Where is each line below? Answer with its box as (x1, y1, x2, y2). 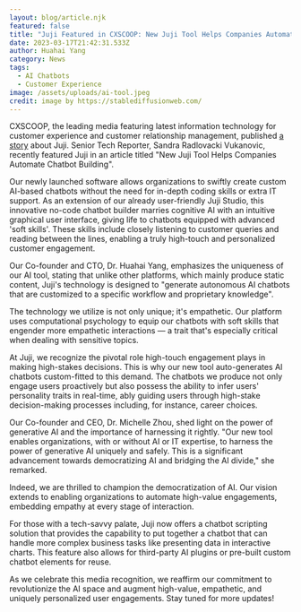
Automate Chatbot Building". (9, 159, 115, 170)
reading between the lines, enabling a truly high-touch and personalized (9, 234, 276, 245)
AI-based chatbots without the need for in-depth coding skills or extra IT (9, 185, 278, 197)
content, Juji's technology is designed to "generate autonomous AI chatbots (9, 280, 290, 290)
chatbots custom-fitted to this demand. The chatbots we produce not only (9, 371, 283, 382)
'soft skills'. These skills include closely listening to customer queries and (9, 224, 279, 235)
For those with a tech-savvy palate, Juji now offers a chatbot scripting (9, 519, 268, 530)
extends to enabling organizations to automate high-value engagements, (9, 492, 278, 503)
